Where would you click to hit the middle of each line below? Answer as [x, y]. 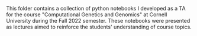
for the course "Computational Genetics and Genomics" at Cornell [87, 15]
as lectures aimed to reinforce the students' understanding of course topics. [99, 27]
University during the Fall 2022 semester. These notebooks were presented [98, 21]
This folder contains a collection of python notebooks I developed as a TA [96, 8]
